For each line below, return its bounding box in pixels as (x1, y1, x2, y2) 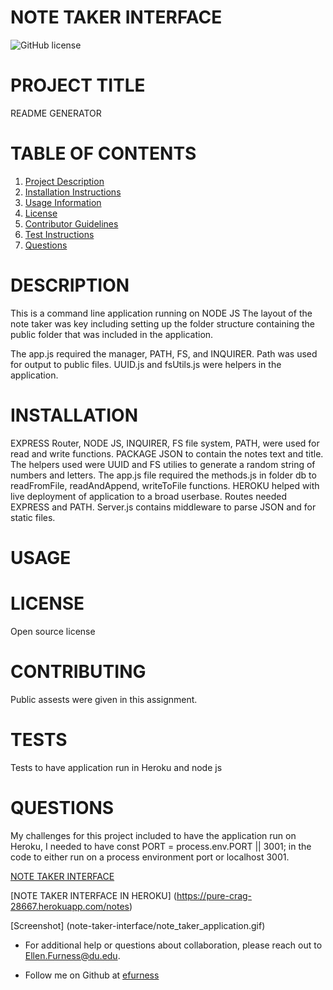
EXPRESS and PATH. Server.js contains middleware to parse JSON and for (10, 501, 317, 513)
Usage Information (24, 196, 102, 208)
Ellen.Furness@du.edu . (24, 949, 121, 961)
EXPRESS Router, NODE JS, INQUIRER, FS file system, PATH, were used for (10, 437, 320, 449)
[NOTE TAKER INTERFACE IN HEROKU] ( (10, 889, 177, 901)
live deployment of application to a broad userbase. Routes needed (10, 490, 288, 502)
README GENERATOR (10, 107, 102, 119)
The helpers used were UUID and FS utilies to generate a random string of (10, 458, 316, 470)
